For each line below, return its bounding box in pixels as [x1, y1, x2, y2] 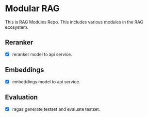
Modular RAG [5, 3, 60, 14]
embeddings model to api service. [12, 78, 81, 84]
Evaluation [5, 93, 38, 101]
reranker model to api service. [12, 51, 72, 57]
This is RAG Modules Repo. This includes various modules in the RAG [5, 19, 144, 25]
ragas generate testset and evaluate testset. [12, 106, 100, 112]
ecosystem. [5, 24, 29, 30]
